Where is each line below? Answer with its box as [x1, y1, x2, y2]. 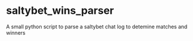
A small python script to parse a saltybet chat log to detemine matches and [6, 23, 188, 30]
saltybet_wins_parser [6, 4, 114, 17]
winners [6, 29, 26, 36]
